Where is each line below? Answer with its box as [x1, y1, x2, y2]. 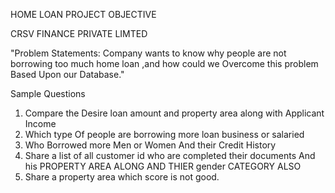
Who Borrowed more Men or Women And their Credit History [24, 139, 277, 151]
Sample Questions [10, 88, 86, 99]
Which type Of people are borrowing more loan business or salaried [24, 129, 305, 140]
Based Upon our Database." [10, 69, 125, 80]
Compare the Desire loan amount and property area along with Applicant [24, 107, 325, 119]
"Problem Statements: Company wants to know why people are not [10, 47, 287, 59]
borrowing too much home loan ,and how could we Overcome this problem [10, 58, 319, 69]
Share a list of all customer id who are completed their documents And [24, 150, 316, 161]
